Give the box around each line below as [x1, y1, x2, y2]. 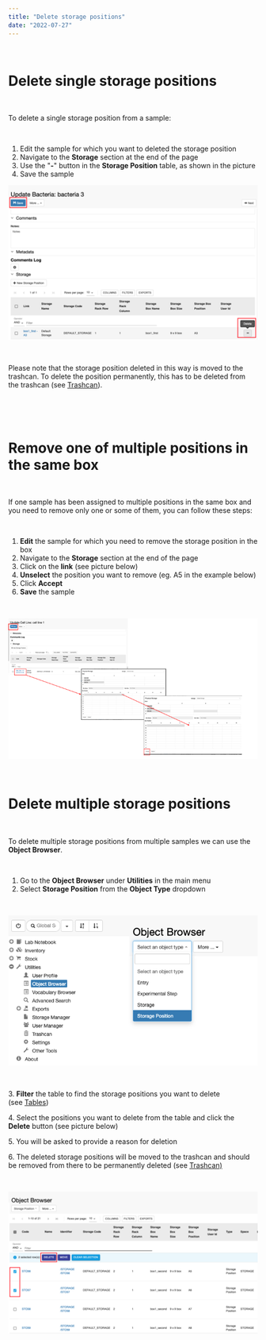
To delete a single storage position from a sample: [8, 114, 172, 123]
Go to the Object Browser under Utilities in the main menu [19, 876, 211, 885]
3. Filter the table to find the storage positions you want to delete [8, 1088, 220, 1099]
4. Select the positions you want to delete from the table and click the [8, 1112, 235, 1122]
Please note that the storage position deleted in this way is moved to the [8, 364, 244, 373]
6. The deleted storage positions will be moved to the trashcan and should [8, 1152, 250, 1161]
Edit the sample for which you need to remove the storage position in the [19, 537, 258, 546]
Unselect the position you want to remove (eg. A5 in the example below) [19, 570, 256, 580]
